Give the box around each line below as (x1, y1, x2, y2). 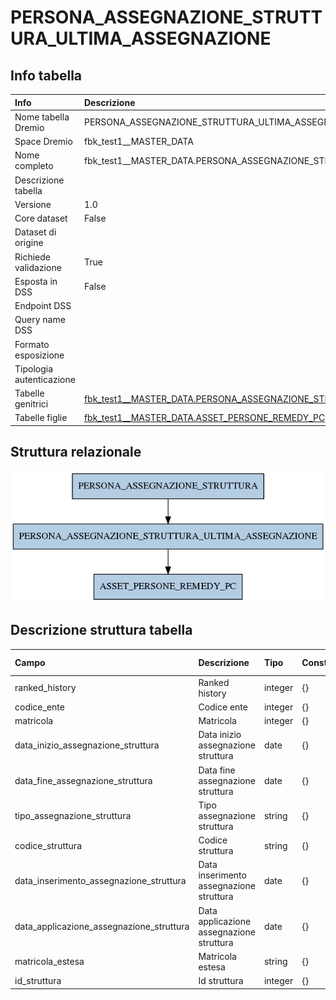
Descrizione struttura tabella (10, 622, 193, 639)
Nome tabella (14, 111, 70, 123)
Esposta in (14, 275, 58, 287)
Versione (14, 198, 52, 210)
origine (14, 237, 44, 249)
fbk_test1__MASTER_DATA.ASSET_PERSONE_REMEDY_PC (83, 412, 326, 424)
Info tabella (10, 67, 83, 84)
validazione (14, 261, 62, 273)
